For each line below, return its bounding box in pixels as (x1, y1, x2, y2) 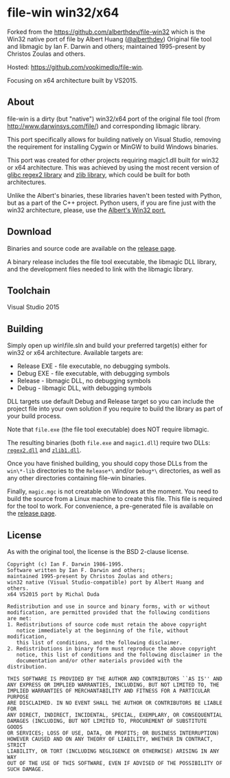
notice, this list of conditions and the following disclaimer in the (16, 651, 223, 658)
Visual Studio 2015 (7, 303, 60, 311)
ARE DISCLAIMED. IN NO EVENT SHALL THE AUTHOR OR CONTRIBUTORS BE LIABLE (7, 699, 223, 706)
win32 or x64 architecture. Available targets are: (7, 349, 143, 357)
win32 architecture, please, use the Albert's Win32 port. (7, 205, 166, 214)
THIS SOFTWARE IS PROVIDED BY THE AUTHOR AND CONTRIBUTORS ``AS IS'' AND (7, 675, 223, 682)
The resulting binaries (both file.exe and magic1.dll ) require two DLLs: (7, 439, 211, 447)
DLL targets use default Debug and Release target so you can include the (7, 398, 214, 406)
